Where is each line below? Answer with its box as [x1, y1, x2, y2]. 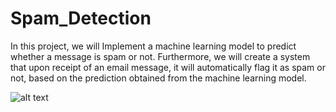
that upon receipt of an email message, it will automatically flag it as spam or [10, 61, 326, 73]
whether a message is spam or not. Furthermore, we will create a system [10, 50, 311, 62]
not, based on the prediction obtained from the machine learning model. [10, 72, 307, 84]
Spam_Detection [10, 7, 152, 30]
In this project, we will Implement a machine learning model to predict [10, 40, 297, 52]
